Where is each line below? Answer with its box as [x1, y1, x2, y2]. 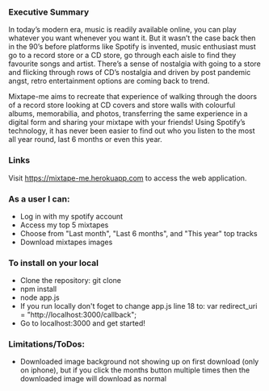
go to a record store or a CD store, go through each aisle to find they [8, 51, 237, 60]
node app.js [19, 293, 60, 302]
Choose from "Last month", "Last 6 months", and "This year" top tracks [19, 228, 258, 238]
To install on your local [8, 257, 99, 268]
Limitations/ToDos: [8, 339, 85, 350]
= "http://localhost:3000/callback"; [19, 310, 137, 320]
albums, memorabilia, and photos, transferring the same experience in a [8, 109, 248, 119]
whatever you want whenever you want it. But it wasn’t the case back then [8, 33, 256, 43]
